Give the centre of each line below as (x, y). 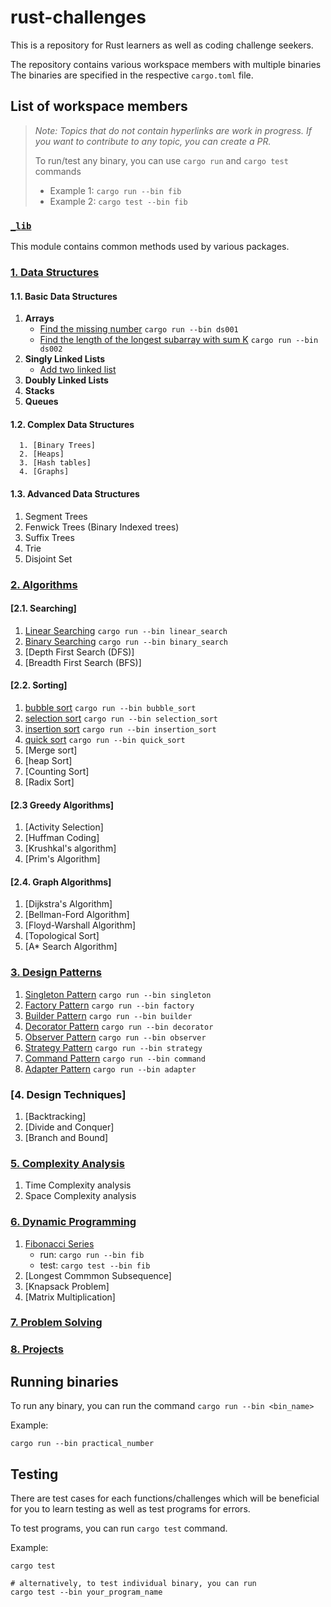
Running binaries (64, 1381)
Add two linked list (78, 370)
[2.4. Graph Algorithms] (61, 882)
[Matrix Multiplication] (70, 1297)
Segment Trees (56, 516)
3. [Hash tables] (55, 463)
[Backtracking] (55, 1116)
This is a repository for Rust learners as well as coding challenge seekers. (162, 45)
